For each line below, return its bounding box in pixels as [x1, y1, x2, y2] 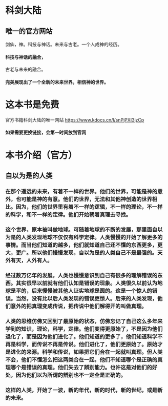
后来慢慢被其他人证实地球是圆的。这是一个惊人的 [31, 287, 153, 294]
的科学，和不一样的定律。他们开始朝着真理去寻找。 [5, 211, 132, 218]
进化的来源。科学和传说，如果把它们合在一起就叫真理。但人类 [10, 348, 163, 355]
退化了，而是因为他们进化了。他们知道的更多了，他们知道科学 [5, 333, 158, 340]
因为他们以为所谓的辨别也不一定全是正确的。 [15, 371, 127, 378]
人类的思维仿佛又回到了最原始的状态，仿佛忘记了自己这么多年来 [5, 317, 163, 324]
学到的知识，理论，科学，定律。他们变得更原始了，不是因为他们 [5, 325, 163, 332]
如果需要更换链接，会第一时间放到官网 [5, 129, 86, 136]
